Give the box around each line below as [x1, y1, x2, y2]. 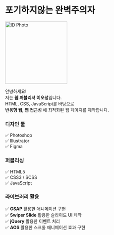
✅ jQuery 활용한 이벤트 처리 [5, 218, 60, 224]
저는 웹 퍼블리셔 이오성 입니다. [5, 94, 62, 100]
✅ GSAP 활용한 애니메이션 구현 [5, 206, 66, 212]
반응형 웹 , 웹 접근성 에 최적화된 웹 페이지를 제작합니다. [5, 107, 109, 113]
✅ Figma [5, 144, 23, 150]
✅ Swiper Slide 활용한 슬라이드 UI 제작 [5, 212, 82, 218]
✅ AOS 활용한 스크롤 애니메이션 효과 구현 [5, 224, 86, 230]
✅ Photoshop [5, 132, 32, 138]
